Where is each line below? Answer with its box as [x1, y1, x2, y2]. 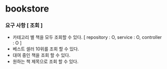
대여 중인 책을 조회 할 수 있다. [12, 52, 71, 58]
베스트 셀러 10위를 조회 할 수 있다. [12, 46, 79, 52]
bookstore [5, 3, 49, 15]
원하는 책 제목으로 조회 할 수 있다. [12, 58, 79, 64]
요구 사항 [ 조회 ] [5, 22, 43, 29]
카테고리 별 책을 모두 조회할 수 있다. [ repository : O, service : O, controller [12, 34, 162, 40]
